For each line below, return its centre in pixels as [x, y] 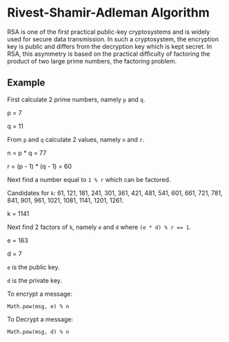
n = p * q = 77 [27, 152]
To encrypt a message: [40, 294]
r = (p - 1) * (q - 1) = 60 [40, 166]
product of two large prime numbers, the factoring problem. [92, 61]
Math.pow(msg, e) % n [38, 306]
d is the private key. [34, 280]
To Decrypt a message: [40, 319]
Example [26, 83]
